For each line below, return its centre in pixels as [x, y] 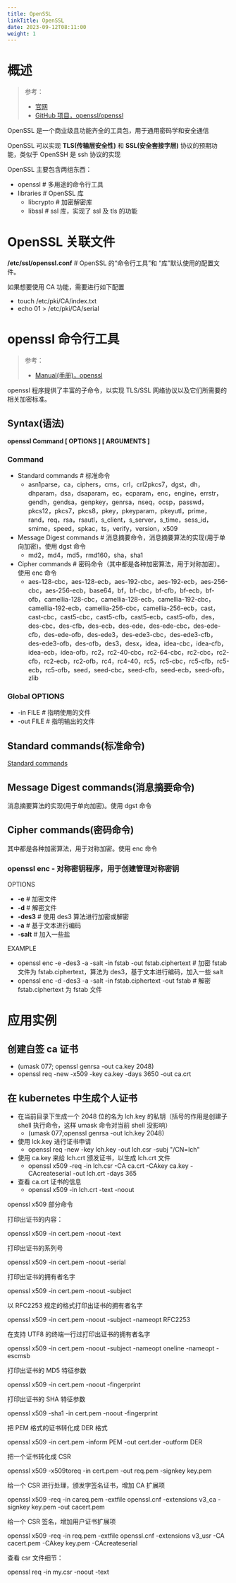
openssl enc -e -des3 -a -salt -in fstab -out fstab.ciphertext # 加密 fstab [122, 963]
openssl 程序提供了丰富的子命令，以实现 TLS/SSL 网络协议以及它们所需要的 [117, 390]
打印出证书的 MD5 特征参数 [47, 1371]
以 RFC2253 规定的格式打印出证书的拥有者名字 [75, 1306]
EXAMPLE [22, 949]
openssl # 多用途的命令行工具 [61, 185]
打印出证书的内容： [35, 1220]
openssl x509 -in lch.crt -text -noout [81, 1190]
